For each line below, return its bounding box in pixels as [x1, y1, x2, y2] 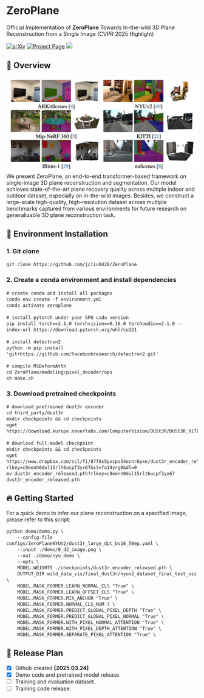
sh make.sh [6, 375, 34, 382]
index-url [6, 326, 32, 333]
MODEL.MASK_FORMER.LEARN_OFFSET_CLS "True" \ [17, 589, 135, 595]
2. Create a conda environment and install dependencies [6, 276, 177, 284]
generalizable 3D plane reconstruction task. [6, 211, 116, 219]
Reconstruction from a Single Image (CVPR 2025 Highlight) [6, 30, 154, 37]
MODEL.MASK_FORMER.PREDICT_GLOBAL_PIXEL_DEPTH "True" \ [17, 607, 162, 614]
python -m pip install [6, 344, 64, 351]
